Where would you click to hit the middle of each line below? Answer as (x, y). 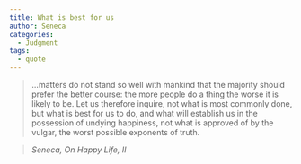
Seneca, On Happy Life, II (79, 150)
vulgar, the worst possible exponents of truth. (115, 132)
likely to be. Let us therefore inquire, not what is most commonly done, (162, 104)
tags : (19, 51)
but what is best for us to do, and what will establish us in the (144, 113)
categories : (31, 34)
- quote (32, 59)
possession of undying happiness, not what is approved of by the (152, 123)
